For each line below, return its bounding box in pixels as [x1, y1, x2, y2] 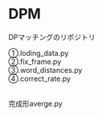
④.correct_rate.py [8, 74, 71, 83]
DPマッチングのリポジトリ [8, 32, 96, 42]
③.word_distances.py [8, 65, 83, 74]
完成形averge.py [8, 98, 63, 108]
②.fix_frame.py [8, 57, 62, 66]
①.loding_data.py [8, 48, 69, 58]
